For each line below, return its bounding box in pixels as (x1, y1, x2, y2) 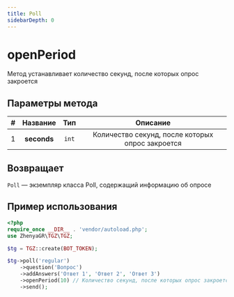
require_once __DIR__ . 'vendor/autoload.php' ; (7, 226, 148, 233)
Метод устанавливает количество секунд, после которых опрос (7, 70, 199, 78)
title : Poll (7, 10, 42, 17)
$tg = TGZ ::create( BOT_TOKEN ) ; (7, 245, 98, 252)
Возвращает (7, 162, 64, 174)
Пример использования (7, 201, 118, 213)
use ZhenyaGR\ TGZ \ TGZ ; (7, 232, 73, 239)
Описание (135, 118, 171, 128)
